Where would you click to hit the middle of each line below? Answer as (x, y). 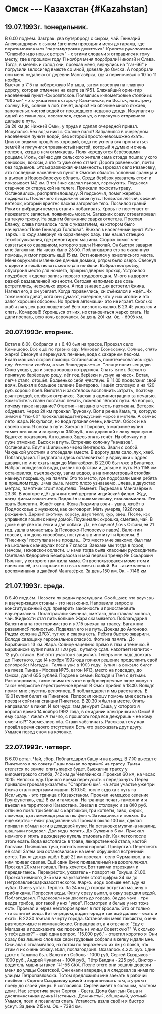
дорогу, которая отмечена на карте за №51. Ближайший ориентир (74, 90)
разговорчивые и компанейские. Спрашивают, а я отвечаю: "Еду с (74, 924)
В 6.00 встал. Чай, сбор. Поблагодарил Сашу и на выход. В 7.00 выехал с (81, 759)
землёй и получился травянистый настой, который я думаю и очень (76, 147)
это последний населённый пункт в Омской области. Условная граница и (81, 173)
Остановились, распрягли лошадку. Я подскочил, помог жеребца (73, 193)
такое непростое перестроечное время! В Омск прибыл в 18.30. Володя (80, 685)
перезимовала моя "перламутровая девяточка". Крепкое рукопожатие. (79, 49)
